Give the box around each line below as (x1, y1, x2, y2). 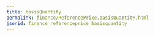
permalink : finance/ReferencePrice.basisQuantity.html (6, 15, 149, 21)
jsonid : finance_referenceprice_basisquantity (6, 20, 127, 26)
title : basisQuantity (6, 9, 62, 15)
